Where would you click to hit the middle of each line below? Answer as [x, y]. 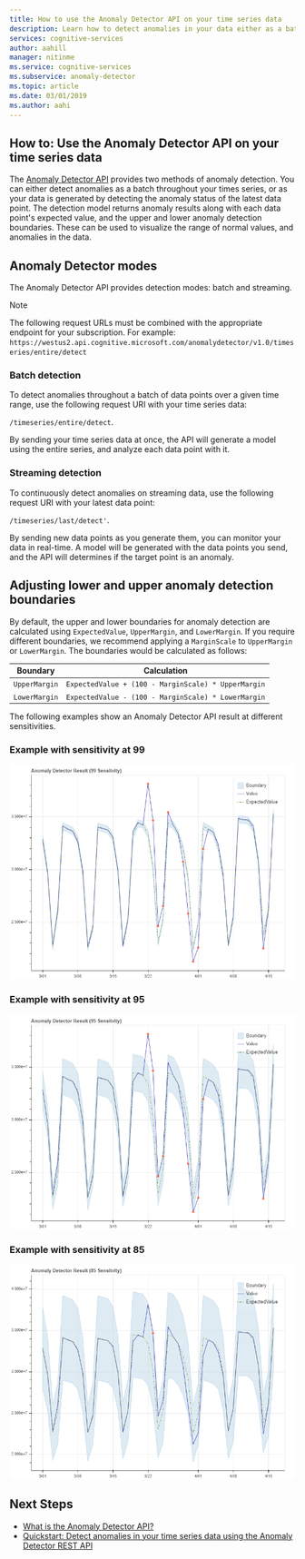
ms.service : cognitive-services [70, 67]
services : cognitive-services [67, 38]
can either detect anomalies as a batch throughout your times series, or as [148, 189]
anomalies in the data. [51, 237]
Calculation [166, 671]
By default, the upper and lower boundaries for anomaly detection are [140, 621]
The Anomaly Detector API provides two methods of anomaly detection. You [152, 179]
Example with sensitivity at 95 [77, 1000]
